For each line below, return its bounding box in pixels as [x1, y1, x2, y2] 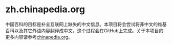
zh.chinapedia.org [5, 4, 85, 15]
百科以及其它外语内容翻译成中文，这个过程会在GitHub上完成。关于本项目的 [5, 27, 164, 34]
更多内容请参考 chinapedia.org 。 [5, 34, 73, 40]
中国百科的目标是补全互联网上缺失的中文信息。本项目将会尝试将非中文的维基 [5, 21, 167, 27]
